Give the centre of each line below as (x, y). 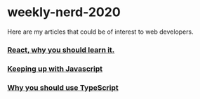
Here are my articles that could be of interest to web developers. (101, 32)
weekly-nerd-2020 (64, 12)
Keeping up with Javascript (55, 69)
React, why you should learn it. (61, 50)
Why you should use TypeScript (63, 87)
